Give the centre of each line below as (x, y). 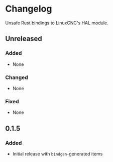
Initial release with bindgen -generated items (58, 154)
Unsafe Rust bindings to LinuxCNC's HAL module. (57, 23)
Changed (17, 77)
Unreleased (24, 39)
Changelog (29, 9)
